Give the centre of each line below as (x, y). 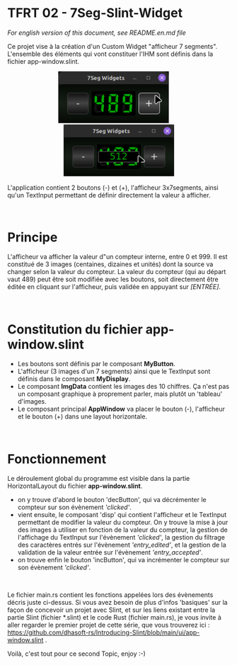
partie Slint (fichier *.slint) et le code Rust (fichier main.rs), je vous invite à (114, 618)
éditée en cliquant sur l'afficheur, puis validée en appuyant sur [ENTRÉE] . (114, 287)
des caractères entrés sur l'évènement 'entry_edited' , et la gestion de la (122, 545)
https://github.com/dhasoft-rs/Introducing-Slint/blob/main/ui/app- (104, 632)
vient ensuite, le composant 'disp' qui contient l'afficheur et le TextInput (122, 515)
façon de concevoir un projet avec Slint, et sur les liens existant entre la (111, 610)
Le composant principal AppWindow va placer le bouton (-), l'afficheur (121, 409)
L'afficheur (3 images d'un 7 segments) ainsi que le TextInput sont (114, 371)
